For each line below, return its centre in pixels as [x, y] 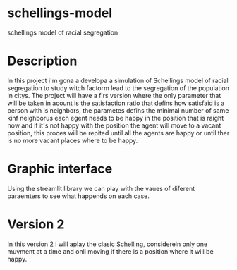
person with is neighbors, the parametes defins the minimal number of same [118, 110]
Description [42, 61]
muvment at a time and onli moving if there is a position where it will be [110, 251]
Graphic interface [60, 169]
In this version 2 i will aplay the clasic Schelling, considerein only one [108, 244]
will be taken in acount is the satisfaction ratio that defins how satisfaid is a [116, 103]
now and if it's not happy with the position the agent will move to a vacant [114, 125]
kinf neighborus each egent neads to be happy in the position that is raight [116, 118]
